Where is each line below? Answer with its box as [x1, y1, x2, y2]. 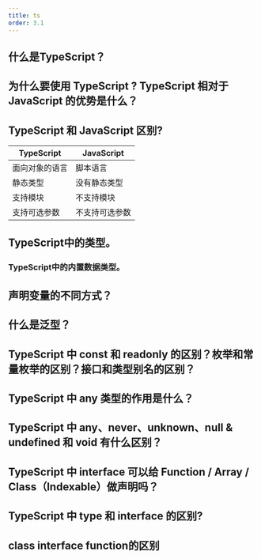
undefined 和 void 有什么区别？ [8, 436, 162, 449]
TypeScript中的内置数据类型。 [8, 262, 125, 273]
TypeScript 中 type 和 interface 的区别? [8, 509, 203, 523]
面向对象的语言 [12, 163, 69, 174]
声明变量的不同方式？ [8, 289, 112, 302]
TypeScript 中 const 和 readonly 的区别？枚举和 [8, 347, 244, 361]
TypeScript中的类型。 [8, 236, 116, 250]
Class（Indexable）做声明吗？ [8, 480, 160, 493]
